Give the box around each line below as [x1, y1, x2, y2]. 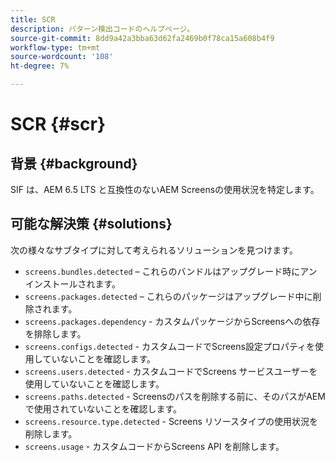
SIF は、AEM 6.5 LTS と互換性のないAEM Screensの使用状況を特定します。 [10, 184, 320, 195]
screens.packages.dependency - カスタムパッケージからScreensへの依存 [24, 315, 321, 327]
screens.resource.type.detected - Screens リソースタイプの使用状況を [24, 415, 319, 427]
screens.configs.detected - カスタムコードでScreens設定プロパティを [24, 340, 316, 352]
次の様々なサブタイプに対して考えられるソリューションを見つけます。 [10, 244, 298, 256]
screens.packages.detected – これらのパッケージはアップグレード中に [24, 290, 313, 302]
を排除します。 [24, 327, 87, 340]
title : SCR [10, 14, 56, 25]
